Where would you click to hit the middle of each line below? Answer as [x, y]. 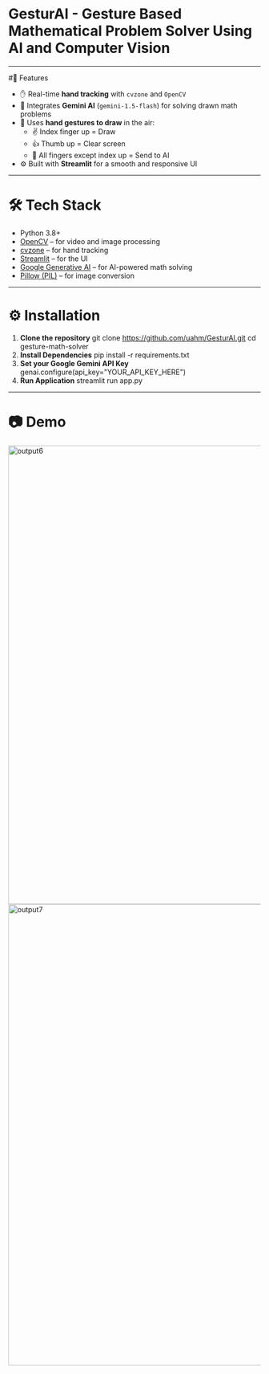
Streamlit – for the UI [54, 259]
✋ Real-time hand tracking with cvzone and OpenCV [103, 94]
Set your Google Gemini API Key [74, 363]
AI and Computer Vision [89, 48]
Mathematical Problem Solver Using [130, 31]
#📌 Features [28, 78]
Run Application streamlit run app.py [81, 380]
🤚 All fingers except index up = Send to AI [100, 155]
